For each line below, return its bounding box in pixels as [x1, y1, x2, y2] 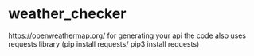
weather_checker [8, 5, 127, 23]
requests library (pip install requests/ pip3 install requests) [8, 39, 200, 48]
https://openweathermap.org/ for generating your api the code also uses [8, 31, 247, 40]
